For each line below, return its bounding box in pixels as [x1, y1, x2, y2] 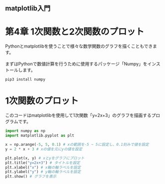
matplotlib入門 [5, 4, 51, 13]
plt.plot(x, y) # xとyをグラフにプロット [5, 155, 84, 161]
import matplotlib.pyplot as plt [5, 133, 75, 138]
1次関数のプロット [5, 95, 79, 106]
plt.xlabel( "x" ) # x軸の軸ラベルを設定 [5, 165, 81, 170]
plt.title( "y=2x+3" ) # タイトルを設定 [5, 160, 81, 165]
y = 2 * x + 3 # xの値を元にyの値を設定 [5, 146, 82, 152]
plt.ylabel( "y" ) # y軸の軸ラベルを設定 [5, 170, 81, 175]
